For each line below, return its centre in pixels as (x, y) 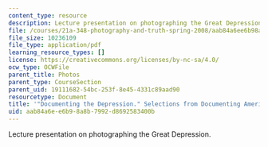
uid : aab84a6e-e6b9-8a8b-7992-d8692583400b (82, 112)
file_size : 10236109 (43, 38)
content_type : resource (48, 15)
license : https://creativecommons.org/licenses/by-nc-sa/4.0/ (114, 60)
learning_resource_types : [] (57, 52)
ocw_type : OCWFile (39, 68)
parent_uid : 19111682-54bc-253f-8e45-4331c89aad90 (94, 89)
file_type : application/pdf (55, 45)
